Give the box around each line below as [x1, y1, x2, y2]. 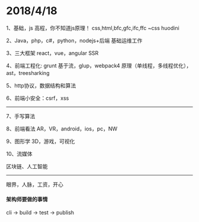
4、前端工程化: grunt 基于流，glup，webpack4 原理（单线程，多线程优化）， [6, 62, 192, 69]
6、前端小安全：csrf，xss [6, 94, 69, 102]
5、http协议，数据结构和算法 [6, 81, 76, 89]
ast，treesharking [6, 69, 50, 76]
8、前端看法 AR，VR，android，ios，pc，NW [6, 125, 118, 132]
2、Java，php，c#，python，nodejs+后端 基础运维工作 [6, 37, 143, 44]
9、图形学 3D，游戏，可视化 [6, 138, 75, 145]
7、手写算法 [6, 112, 36, 119]
